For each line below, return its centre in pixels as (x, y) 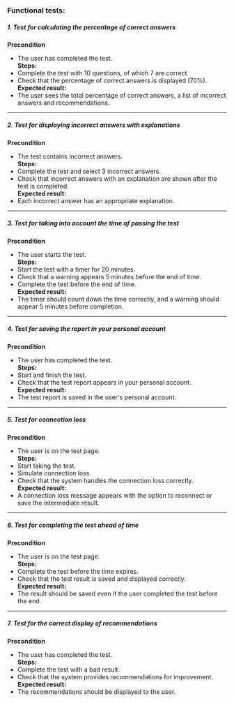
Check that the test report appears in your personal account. (104, 382)
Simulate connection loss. (54, 473)
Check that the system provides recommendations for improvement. (115, 676)
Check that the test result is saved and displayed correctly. (102, 579)
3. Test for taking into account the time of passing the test (93, 223)
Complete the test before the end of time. (77, 284)
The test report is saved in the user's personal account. (96, 397)
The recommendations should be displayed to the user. (96, 691)
